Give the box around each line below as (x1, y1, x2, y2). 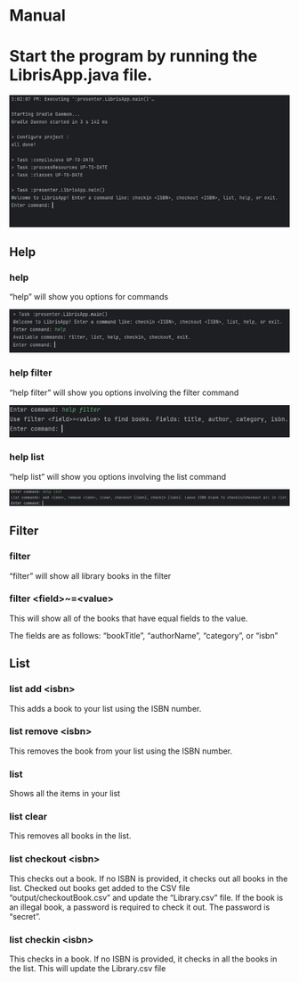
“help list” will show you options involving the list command (9, 471, 227, 482)
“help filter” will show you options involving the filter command (9, 387, 239, 398)
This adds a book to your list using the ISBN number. (9, 703, 202, 714)
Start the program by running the (9, 46, 258, 67)
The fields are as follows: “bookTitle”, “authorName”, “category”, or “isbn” (9, 630, 279, 640)
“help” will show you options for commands (9, 292, 169, 302)
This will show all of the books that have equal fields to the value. (9, 613, 248, 623)
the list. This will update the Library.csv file (9, 963, 166, 973)
